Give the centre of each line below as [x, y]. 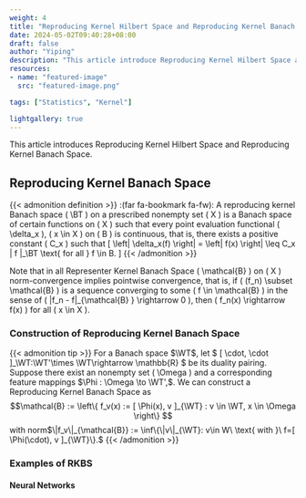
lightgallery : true [46, 119]
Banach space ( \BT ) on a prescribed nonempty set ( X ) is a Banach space [151, 214]
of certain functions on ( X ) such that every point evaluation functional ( [145, 224]
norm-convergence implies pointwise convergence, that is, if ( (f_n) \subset [151, 281]
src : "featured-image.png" [69, 86]
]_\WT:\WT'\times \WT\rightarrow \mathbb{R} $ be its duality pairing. [138, 363]
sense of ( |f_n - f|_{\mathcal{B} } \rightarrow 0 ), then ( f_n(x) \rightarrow [148, 300]
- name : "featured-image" [58, 78]
